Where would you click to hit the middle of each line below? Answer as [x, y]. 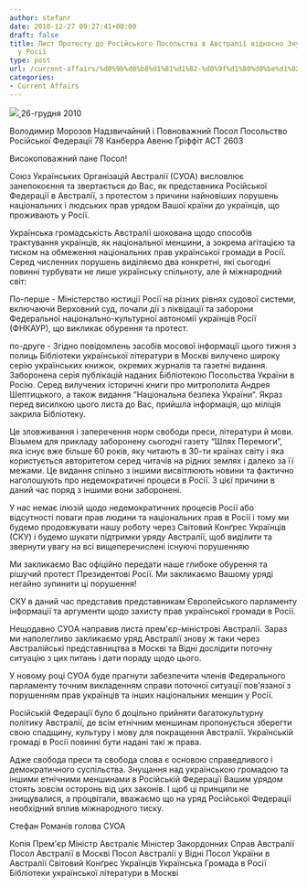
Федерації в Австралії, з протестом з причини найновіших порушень [144, 195]
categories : [32, 78]
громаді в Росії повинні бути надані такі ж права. [106, 742]
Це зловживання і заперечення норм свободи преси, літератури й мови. [152, 432]
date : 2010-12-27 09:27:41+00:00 [73, 27]
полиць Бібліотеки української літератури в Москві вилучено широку [145, 355]
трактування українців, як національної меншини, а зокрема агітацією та [152, 242]
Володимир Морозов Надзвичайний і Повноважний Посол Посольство [148, 131]
